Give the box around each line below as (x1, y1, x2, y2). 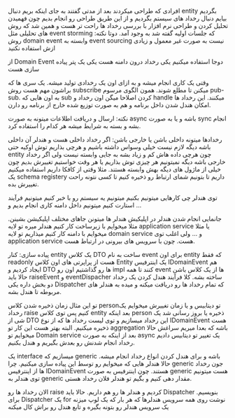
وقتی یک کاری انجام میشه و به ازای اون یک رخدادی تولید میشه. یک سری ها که (8, 78, 209, 87)
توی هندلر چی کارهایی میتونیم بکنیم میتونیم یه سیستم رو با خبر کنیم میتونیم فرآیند (8, 193, 218, 202)
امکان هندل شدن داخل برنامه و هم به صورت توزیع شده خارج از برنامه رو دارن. (8, 101, 211, 109)
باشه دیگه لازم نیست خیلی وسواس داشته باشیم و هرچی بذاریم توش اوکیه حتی (8, 143, 211, 151)
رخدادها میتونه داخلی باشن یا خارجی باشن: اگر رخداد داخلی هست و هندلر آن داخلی (8, 135, 222, 144)
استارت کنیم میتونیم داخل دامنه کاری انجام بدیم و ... (8, 201, 142, 209)
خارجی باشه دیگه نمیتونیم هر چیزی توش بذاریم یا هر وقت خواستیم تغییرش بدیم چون (8, 158, 226, 166)
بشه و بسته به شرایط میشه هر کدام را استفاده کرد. (8, 122, 141, 130)
